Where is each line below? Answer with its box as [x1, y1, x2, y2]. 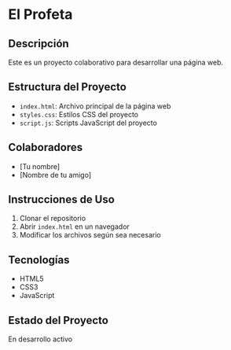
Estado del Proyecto [8, 313, 108, 327]
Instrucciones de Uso [8, 193, 115, 206]
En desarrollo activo [8, 334, 73, 344]
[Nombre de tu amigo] [19, 170, 92, 179]
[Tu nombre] [19, 161, 60, 171]
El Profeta [8, 6, 73, 24]
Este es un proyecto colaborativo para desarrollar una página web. [8, 57, 224, 67]
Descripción [8, 37, 69, 50]
